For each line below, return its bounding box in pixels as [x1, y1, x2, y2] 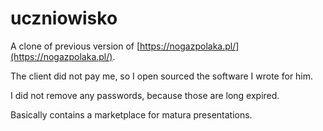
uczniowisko [10, 7, 118, 30]
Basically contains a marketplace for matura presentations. [10, 108, 253, 121]
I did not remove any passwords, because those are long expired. [10, 89, 280, 101]
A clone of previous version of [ [10, 40, 141, 52]
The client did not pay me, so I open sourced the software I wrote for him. [10, 70, 314, 82]
